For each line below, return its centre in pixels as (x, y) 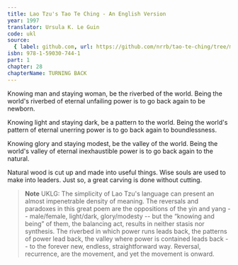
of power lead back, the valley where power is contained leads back (124, 239)
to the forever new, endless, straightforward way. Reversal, (115, 246)
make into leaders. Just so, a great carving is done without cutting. (105, 180)
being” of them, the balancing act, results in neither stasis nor (115, 223)
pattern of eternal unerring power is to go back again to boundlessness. (112, 130)
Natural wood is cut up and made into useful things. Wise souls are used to (117, 172)
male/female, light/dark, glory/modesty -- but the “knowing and (122, 216)
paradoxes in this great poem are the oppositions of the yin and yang (125, 208)
